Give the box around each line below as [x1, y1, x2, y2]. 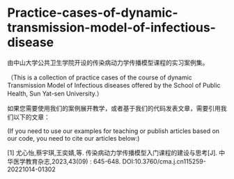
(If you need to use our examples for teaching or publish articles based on [7, 127, 220, 135]
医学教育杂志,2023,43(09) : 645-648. [13, 157, 121, 165]
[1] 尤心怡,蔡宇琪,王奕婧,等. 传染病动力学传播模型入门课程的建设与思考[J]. [7, 148, 218, 157]
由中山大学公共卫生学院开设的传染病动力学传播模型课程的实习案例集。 [7, 58, 209, 67]
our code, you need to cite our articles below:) [7, 134, 140, 142]
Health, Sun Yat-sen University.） [7, 89, 103, 98]
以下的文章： [13, 113, 50, 121]
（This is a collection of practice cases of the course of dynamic [7, 73, 193, 81]
